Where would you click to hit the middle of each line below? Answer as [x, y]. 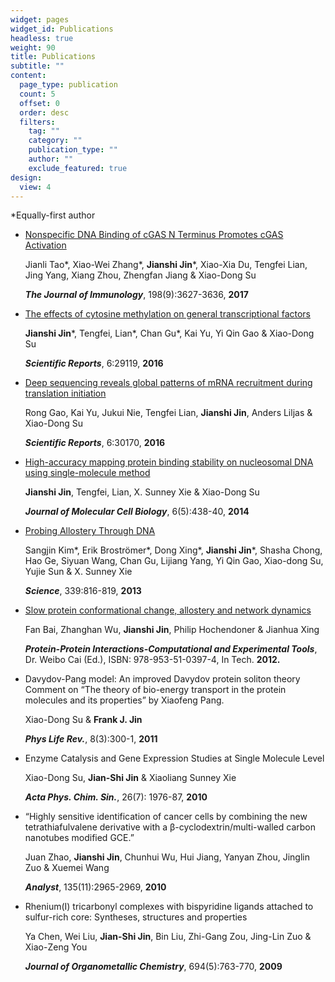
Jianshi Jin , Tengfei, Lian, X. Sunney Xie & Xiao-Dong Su [142, 492]
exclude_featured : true [78, 168]
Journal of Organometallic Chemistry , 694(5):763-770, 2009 [153, 967]
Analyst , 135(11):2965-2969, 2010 [95, 887]
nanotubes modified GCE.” [79, 838]
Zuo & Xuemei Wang [67, 868]
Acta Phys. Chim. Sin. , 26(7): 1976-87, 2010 [116, 797]
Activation [45, 245]
